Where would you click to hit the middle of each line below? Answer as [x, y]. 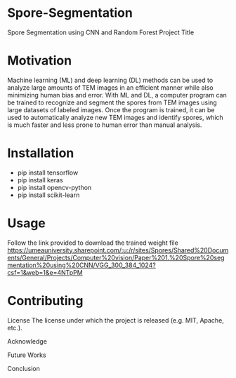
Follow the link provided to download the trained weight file [93, 243]
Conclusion [24, 368]
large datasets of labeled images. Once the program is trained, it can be [111, 109]
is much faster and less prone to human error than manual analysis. [105, 125]
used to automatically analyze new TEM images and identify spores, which [115, 117]
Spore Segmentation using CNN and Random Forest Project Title [101, 32]
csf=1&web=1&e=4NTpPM [45, 272]
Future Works [27, 355]
